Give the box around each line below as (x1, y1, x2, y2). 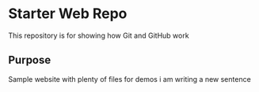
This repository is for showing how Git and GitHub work (8, 31, 189, 40)
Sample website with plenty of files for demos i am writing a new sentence (8, 74, 251, 83)
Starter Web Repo (8, 5, 128, 23)
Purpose (8, 53, 51, 67)
